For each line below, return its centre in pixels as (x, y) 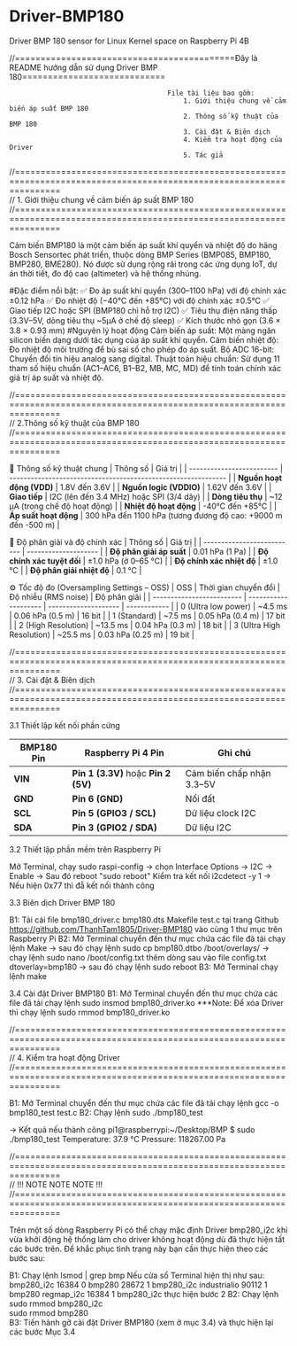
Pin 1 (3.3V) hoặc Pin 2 (122, 773)
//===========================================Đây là (133, 58)
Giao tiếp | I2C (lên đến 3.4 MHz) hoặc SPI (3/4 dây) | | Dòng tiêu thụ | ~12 (146, 496)
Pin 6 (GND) (98, 798)
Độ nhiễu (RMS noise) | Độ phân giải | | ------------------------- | (128, 596)
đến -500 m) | (34, 525)
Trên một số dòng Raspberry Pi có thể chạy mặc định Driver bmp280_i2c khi (148, 1230)
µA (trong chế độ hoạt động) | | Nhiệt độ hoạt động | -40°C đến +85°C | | (143, 506)
